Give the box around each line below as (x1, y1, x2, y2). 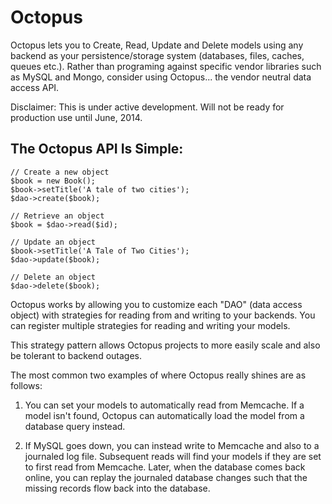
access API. (10, 81, 60, 93)
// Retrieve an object (10, 211, 105, 221)
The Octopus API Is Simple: (10, 141, 184, 158)
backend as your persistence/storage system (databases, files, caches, (10, 49, 305, 61)
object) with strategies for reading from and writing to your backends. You (10, 309, 316, 321)
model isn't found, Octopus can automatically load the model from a (24, 409, 305, 421)
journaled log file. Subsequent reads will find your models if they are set (24, 450, 322, 462)
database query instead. (24, 420, 126, 432)
